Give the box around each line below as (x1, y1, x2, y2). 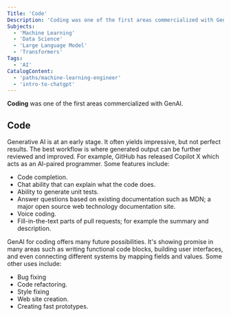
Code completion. (16, 173, 68, 181)
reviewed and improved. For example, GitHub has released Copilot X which (7, 152, 219, 161)
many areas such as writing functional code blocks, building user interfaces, (7, 245, 223, 254)
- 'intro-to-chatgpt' (13, 81, 76, 88)
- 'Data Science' (13, 36, 63, 43)
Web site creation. (16, 295, 69, 303)
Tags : (7, 55, 23, 62)
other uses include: (7, 260, 62, 268)
